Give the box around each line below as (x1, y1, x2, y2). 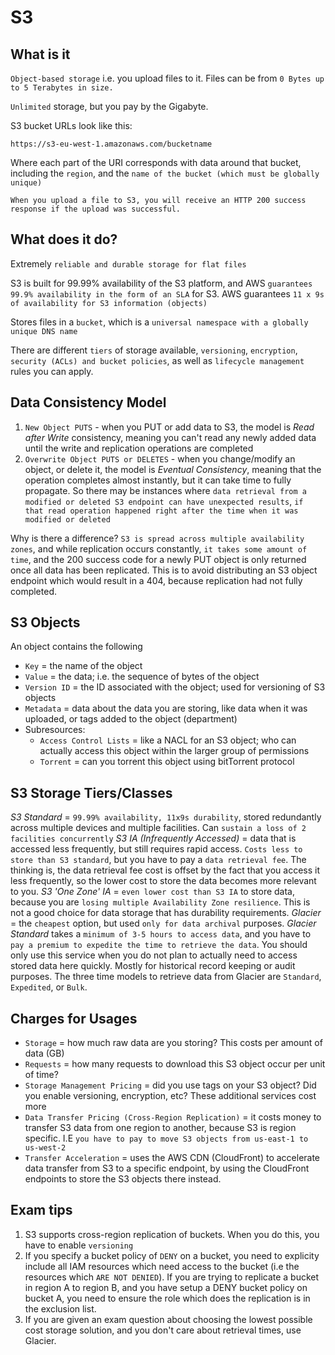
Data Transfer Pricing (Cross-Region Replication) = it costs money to (24, 1111, 322, 1123)
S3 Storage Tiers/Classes (10, 784, 173, 801)
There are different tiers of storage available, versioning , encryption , (10, 344, 298, 356)
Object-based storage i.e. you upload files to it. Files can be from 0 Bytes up (10, 72, 325, 84)
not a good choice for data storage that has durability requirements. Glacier (10, 907, 322, 919)
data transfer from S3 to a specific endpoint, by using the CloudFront (24, 1162, 310, 1175)
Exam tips (10, 1202, 73, 1219)
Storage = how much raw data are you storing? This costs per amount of (24, 1037, 323, 1049)
